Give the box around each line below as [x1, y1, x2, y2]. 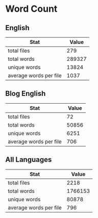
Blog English [5, 89, 46, 98]
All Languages [5, 155, 52, 164]
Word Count [5, 3, 58, 15]
